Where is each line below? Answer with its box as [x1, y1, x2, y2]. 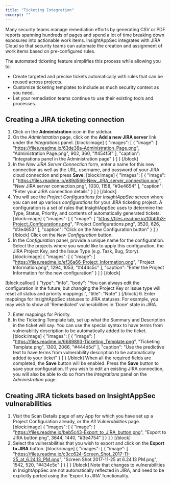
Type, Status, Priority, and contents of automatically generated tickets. [12, 210, 161, 216]
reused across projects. [12, 79, 63, 85]
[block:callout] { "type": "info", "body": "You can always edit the [5, 280, 140, 286]
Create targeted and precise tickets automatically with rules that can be [12, 73, 163, 79]
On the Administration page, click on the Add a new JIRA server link [12, 134, 157, 141]
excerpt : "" [5, 12, 31, 17]
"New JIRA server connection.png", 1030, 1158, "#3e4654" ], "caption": [12, 183, 163, 189]
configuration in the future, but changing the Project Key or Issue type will [5, 285, 161, 291]
